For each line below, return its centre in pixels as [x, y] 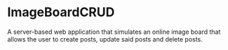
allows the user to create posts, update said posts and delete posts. [105, 39]
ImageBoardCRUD [61, 12]
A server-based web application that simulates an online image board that [114, 32]
